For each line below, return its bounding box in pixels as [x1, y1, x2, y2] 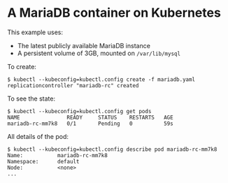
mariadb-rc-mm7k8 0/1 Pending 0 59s [7, 120, 173, 127]
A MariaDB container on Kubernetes [7, 5, 222, 21]
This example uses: [7, 28, 63, 36]
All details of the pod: [7, 132, 69, 140]
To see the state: [7, 94, 56, 103]
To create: [7, 62, 37, 71]
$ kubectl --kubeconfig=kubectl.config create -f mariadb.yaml [7, 75, 196, 83]
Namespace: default [7, 158, 80, 165]
